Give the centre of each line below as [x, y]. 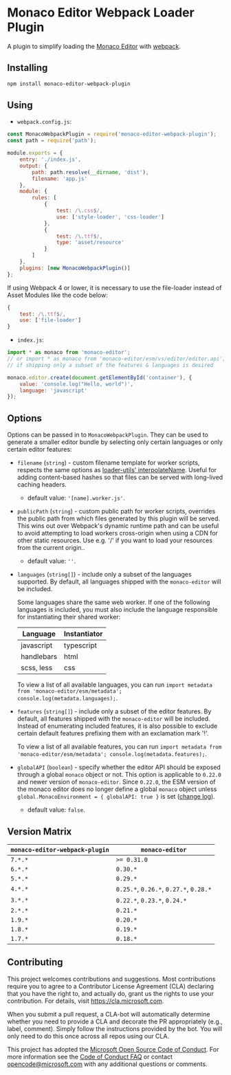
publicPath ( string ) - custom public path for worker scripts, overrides [116, 511]
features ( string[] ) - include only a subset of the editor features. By [114, 711]
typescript [81, 645]
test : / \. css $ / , [79, 211]
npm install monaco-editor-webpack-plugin [69, 84]
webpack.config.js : [44, 122]
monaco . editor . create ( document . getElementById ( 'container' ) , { [100, 377]
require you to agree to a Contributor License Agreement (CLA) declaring [111, 986]
